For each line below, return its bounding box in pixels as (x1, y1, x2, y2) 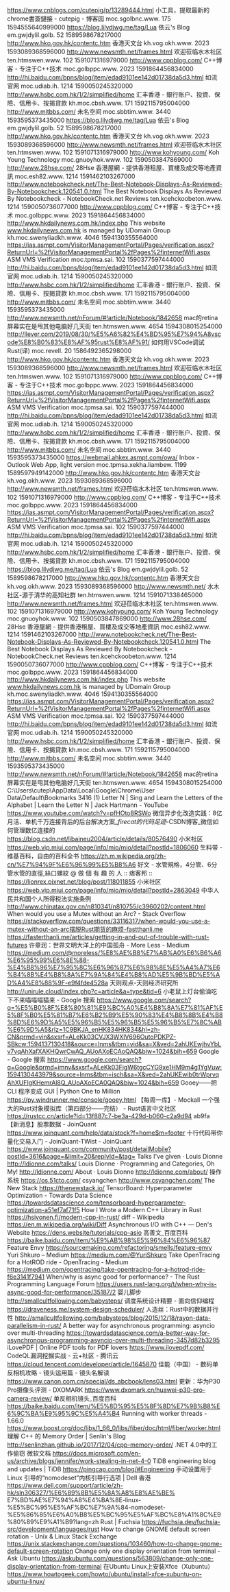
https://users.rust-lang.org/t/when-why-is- (96, 1280, 217, 1288)
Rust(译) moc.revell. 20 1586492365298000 (7, 347, 132, 354)
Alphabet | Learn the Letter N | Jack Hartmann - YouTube (7, 801, 169, 809)
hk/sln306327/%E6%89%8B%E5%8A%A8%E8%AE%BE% (7, 1488, 176, 1497)
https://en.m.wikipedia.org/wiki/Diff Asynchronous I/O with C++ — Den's (7, 1220, 213, 1229)
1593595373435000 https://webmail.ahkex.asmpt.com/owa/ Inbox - (7, 453, 200, 461)
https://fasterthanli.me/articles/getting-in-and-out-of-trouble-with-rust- (7, 933, 209, 941)
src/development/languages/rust (7, 1525, 100, 1533)
